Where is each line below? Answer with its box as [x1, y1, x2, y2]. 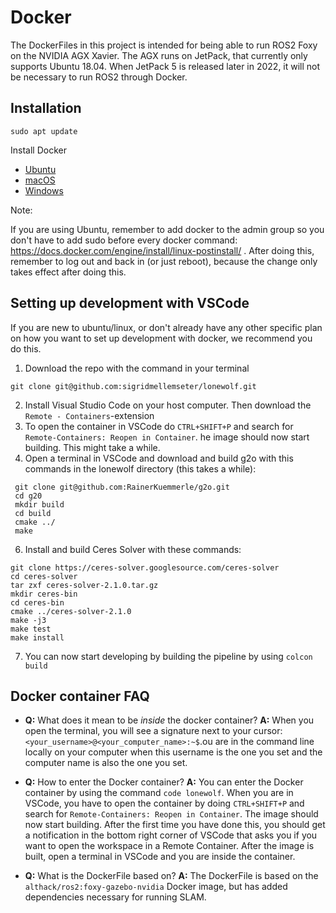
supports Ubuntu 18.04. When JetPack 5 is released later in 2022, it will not [10, 60, 321, 72]
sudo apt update [10, 126, 78, 136]
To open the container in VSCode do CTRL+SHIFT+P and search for [24, 420, 294, 432]
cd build [14, 508, 52, 518]
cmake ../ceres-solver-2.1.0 [10, 606, 132, 616]
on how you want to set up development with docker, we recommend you [10, 332, 313, 344]
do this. [10, 342, 42, 355]
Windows [24, 184, 64, 196]
